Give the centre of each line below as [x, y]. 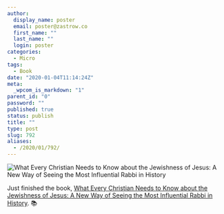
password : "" [26, 103]
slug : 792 [21, 135]
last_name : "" [33, 39]
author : [18, 13]
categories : [24, 52]
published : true [30, 109]
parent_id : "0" [29, 97]
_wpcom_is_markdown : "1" [49, 90]
